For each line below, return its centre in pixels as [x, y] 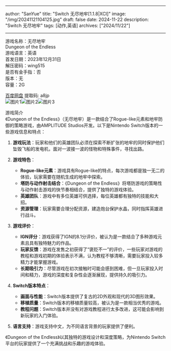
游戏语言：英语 [21, 53]
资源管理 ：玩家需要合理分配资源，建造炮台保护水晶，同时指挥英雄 [89, 209]
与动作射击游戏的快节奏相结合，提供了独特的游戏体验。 [78, 189]
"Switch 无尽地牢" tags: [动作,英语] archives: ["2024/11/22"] [68, 25]
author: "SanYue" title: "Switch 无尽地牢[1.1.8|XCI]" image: [66, 14]
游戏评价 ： [24, 226]
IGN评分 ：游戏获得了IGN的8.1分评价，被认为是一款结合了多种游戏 [89, 237]
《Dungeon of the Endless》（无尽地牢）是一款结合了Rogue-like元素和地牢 [82, 119]
